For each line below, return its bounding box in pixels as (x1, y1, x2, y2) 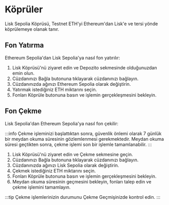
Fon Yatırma (5, 41, 44, 50)
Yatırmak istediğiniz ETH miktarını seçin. (12, 86, 97, 92)
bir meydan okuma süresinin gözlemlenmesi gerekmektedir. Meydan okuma (5, 136, 164, 142)
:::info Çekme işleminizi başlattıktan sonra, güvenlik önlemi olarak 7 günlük (5, 130, 162, 137)
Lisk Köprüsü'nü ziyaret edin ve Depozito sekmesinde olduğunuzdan (12, 64, 157, 70)
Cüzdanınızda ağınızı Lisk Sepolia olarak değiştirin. (12, 162, 119, 168)
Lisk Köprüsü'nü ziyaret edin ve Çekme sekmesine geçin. (12, 151, 134, 157)
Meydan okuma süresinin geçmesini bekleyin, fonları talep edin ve (12, 178, 152, 184)
